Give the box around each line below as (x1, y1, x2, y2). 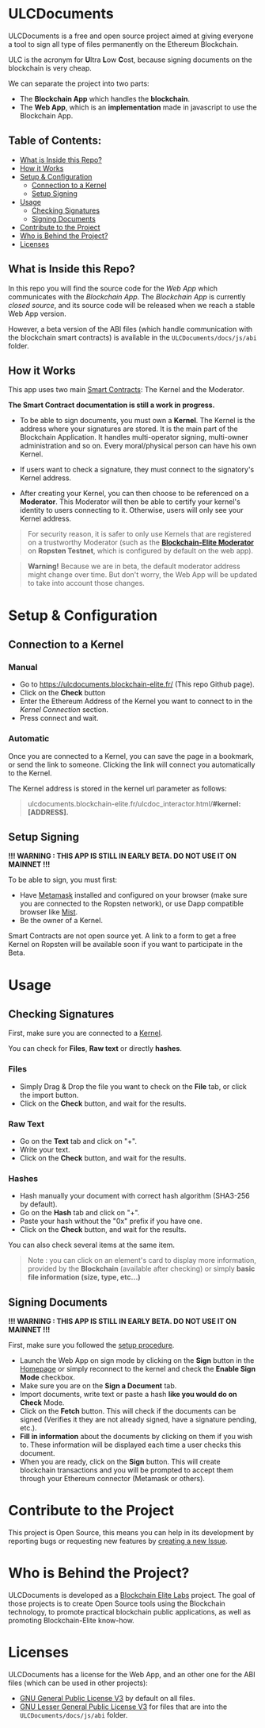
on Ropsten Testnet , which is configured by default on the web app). (27, 546, 254, 556)
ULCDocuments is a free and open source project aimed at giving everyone (8, 31, 254, 40)
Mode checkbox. (19, 1372, 75, 1382)
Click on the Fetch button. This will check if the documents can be (19, 1407, 237, 1416)
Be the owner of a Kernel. (19, 916, 103, 926)
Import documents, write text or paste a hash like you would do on (19, 1390, 237, 1399)
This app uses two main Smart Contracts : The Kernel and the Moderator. (8, 385, 245, 394)
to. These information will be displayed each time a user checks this (19, 1440, 241, 1449)
